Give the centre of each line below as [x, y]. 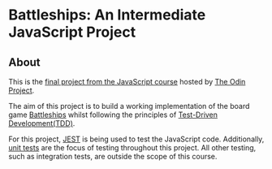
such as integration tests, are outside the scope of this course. [113, 156]
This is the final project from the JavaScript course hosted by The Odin [127, 82]
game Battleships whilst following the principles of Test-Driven [113, 115]
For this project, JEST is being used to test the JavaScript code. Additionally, [136, 139]
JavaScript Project [72, 32]
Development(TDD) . [42, 123]
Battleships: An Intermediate [107, 15]
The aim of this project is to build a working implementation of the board [129, 106]
